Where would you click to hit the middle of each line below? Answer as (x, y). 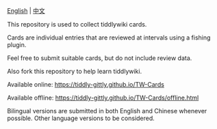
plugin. (17, 45)
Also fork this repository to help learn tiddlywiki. (75, 71)
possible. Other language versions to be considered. (81, 118)
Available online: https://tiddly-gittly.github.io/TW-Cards (86, 84)
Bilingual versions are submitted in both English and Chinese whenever (107, 111)
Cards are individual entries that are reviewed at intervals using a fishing (109, 38)
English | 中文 (26, 11)
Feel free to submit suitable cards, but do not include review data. (100, 58)
